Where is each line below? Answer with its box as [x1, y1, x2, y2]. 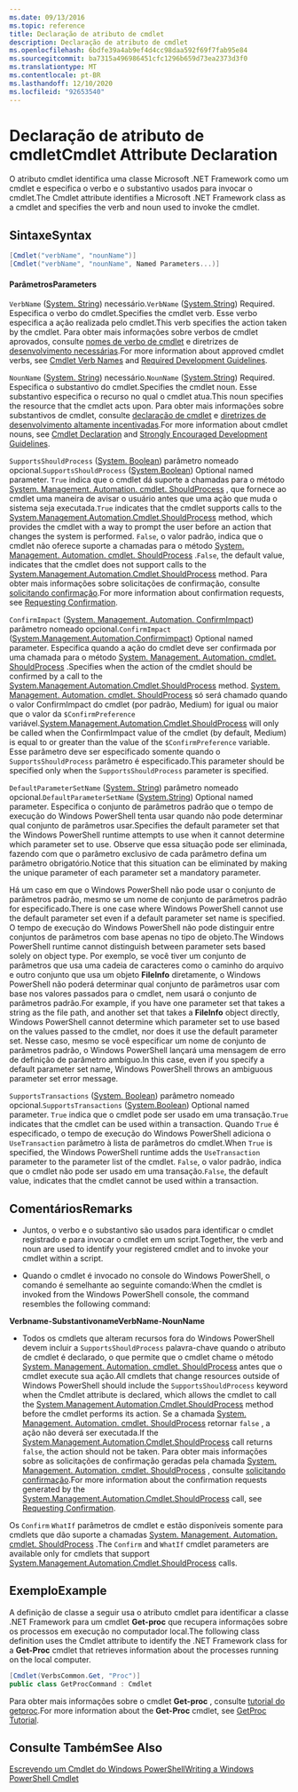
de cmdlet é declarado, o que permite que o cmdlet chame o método [21, 1352, 274, 1363]
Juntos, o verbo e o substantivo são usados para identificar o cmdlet [21, 1225, 274, 1235]
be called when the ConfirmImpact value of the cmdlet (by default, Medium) [9, 727, 286, 738]
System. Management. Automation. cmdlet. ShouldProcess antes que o [21, 1361, 283, 1372]
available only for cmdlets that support [9, 1549, 150, 1559]
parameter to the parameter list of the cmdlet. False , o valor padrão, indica [9, 1156, 282, 1168]
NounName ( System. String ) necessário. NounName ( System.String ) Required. [9, 372, 275, 383]
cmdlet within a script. [21, 1253, 104, 1264]
